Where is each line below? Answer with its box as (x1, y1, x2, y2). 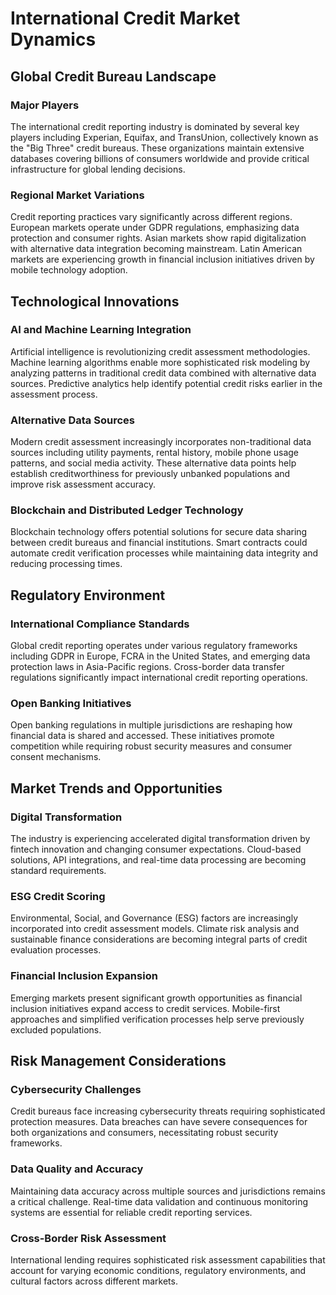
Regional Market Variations (10, 188, 145, 202)
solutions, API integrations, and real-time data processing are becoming (10, 854, 307, 866)
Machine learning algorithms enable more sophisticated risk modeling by (10, 356, 311, 368)
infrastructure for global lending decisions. (10, 163, 186, 175)
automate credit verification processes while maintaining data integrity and (10, 547, 319, 559)
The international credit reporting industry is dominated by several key (10, 120, 300, 132)
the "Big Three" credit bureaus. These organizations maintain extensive (10, 142, 305, 154)
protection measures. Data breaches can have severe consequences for (10, 1116, 308, 1128)
